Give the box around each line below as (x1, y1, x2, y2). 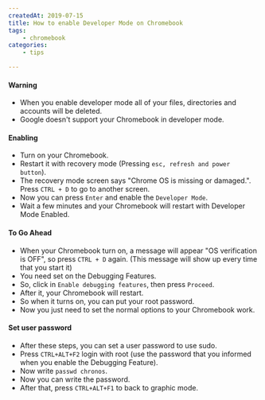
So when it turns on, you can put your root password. (19, 296, 195, 306)
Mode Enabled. (19, 210, 70, 219)
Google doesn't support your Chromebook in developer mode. (19, 115, 224, 124)
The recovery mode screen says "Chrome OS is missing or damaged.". (19, 176, 251, 185)
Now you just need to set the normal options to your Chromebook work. (19, 305, 255, 314)
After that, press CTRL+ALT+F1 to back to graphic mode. (19, 383, 199, 392)
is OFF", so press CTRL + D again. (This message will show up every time (19, 254, 258, 263)
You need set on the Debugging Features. (19, 271, 157, 281)
